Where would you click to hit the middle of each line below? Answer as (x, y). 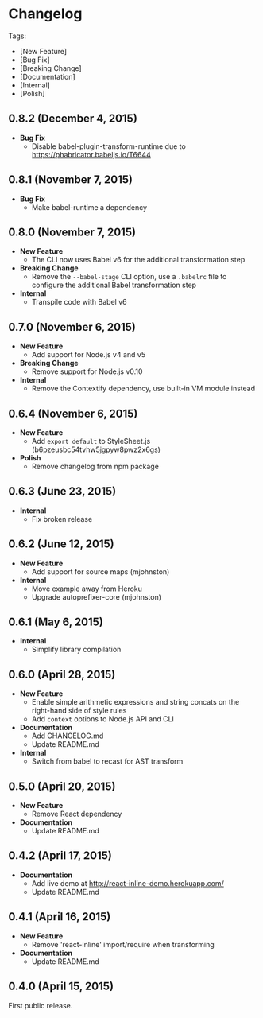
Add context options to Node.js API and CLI (103, 719)
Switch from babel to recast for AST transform (107, 761)
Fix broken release (62, 519)
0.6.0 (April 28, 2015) (62, 674)
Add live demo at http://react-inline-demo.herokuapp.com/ (128, 883)
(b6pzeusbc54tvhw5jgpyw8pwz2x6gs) (96, 449)
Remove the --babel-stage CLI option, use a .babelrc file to (129, 277)
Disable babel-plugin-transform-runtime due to (109, 146)
